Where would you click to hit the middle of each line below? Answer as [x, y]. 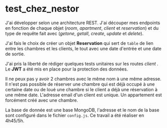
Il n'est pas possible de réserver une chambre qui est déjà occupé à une [80, 84]
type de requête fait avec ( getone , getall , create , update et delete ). [74, 33]
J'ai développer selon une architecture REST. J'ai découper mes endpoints [83, 23]
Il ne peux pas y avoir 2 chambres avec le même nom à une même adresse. [83, 79]
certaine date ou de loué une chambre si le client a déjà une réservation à [81, 89]
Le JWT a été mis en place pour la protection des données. [67, 69]
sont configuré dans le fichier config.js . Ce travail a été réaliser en [75, 115]
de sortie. [15, 54]
